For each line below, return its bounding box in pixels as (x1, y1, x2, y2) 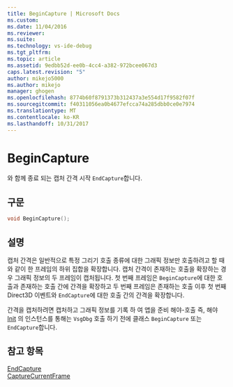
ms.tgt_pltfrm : (7, 49, 52, 56)
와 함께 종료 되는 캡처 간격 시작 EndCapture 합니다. (7, 174, 143, 182)
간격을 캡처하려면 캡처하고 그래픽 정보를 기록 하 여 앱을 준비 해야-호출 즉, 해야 (7, 306, 218, 314)
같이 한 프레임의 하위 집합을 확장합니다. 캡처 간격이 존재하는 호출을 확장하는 (14, 264, 220, 273)
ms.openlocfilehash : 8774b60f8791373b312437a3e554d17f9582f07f (7, 95, 195, 102)
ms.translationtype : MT (7, 107, 77, 114)
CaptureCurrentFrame (7, 372, 71, 380)
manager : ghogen (7, 88, 54, 95)
